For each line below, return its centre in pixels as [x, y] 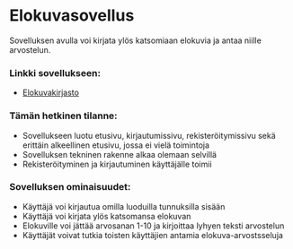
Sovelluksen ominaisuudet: [70, 187]
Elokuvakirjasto [50, 93]
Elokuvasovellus [72, 16]
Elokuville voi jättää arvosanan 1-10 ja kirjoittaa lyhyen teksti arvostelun [153, 226]
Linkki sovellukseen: [55, 73]
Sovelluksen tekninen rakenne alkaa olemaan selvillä [120, 154]
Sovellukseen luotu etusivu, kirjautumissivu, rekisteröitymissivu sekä [149, 135]
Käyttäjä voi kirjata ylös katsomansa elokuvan [107, 216]
